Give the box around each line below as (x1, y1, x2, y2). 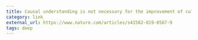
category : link (6, 14, 44, 20)
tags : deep (6, 25, 33, 31)
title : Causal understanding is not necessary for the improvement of (6, 8, 183, 15)
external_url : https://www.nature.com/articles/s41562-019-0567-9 (6, 19, 173, 25)
